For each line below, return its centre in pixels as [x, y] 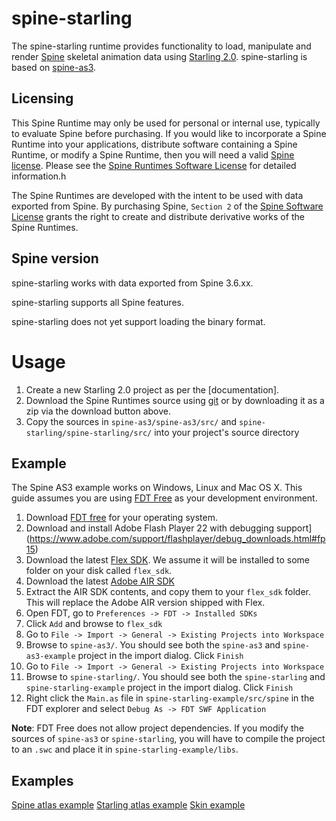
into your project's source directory [227, 432]
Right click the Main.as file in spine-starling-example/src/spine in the [170, 698]
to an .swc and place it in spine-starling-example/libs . [125, 749]
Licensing [42, 98]
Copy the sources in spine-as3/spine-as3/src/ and [131, 421]
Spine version [55, 258]
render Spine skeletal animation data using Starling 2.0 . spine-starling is [159, 56]
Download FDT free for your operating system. [121, 518]
